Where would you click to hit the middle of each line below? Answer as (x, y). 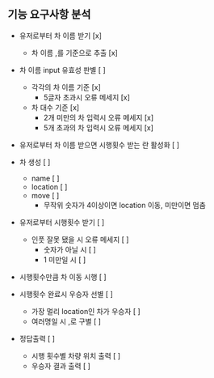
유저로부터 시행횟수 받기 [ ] (62, 222)
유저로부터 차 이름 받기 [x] (61, 36)
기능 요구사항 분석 (49, 15)
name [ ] (45, 178)
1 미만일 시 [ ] (65, 259)
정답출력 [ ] (37, 338)
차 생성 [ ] (35, 162)
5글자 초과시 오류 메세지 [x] (87, 97)
